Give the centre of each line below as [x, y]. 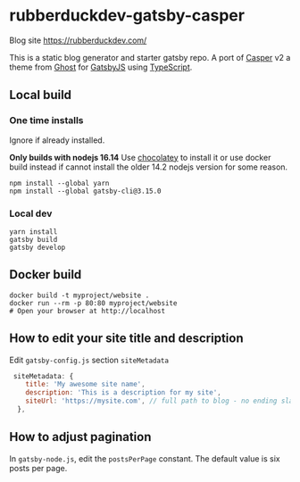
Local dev [31, 213]
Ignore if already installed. [57, 140]
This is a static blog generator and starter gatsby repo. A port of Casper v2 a [150, 57]
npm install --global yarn [59, 183]
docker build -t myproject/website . [79, 295]
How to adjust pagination [80, 437]
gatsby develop [37, 247]
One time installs [46, 120]
